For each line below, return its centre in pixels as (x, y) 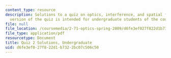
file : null (17, 24)
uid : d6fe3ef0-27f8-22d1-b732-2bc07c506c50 (52, 47)
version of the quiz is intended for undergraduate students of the (84, 19)
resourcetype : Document (31, 38)
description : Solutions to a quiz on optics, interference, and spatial (84, 15)
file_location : (21, 29)
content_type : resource (31, 10)
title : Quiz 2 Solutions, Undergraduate (49, 43)
